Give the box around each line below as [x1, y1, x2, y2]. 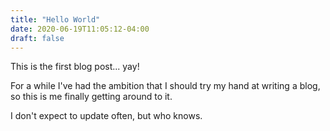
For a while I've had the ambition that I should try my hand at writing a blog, [10, 80, 321, 92]
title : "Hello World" [10, 14, 101, 25]
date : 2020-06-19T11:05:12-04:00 [10, 24, 150, 34]
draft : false [10, 33, 65, 43]
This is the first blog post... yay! [10, 61, 140, 73]
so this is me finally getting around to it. [10, 91, 173, 103]
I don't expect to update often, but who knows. [10, 110, 203, 122]
